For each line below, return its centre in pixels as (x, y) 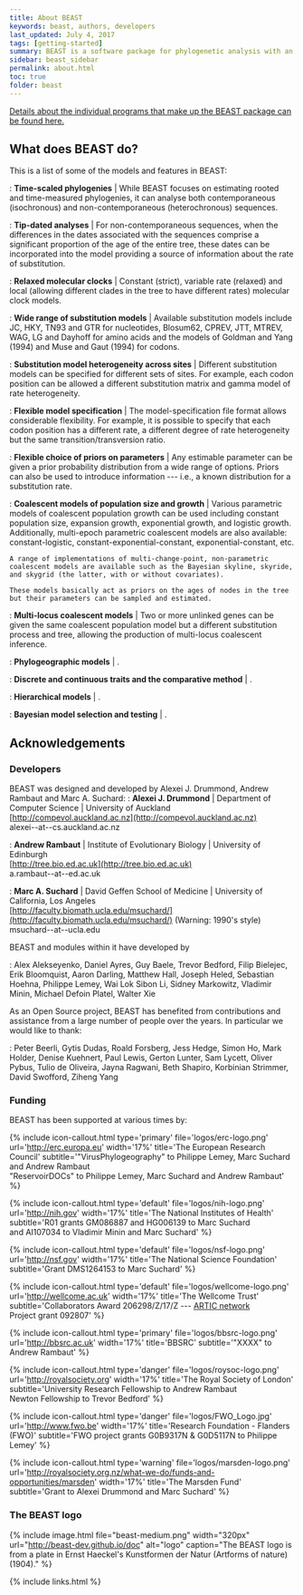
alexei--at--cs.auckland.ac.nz (65, 827)
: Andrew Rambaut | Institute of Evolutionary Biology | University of (135, 845)
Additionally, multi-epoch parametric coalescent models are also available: (148, 533)
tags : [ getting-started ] (56, 43)
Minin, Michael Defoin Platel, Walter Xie (83, 994)
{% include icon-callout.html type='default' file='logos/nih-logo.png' (137, 1203)
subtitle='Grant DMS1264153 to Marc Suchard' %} (103, 1269)
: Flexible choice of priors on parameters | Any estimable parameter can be (151, 458)
